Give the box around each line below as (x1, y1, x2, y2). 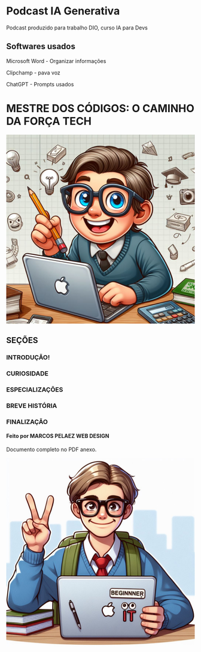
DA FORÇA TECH (6, 114, 92, 128)
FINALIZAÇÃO (6, 417, 48, 426)
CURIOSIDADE (6, 369, 49, 377)
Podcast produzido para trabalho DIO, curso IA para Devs (6, 24, 148, 31)
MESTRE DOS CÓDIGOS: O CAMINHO (6, 101, 194, 115)
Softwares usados (6, 41, 76, 52)
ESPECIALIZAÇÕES (6, 385, 63, 393)
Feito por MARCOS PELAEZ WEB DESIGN (6, 432, 109, 440)
